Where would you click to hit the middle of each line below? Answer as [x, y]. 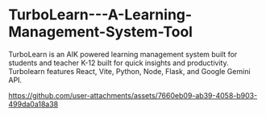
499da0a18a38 [33, 104]
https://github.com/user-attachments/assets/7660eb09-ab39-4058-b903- [133, 95]
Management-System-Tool [101, 32]
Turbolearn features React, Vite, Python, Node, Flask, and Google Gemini [130, 71]
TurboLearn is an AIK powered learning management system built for [123, 54]
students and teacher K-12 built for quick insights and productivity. [118, 63]
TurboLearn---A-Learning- [100, 15]
